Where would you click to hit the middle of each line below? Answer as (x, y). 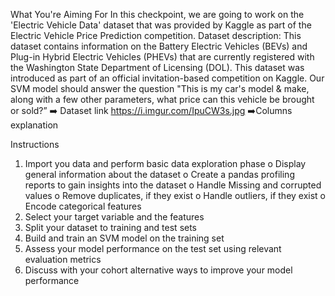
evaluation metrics (63, 259)
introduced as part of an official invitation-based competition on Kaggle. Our (167, 78)
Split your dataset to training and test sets (111, 227)
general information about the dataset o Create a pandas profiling (159, 174)
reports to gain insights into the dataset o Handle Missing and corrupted (173, 185)
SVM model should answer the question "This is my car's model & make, (160, 88)
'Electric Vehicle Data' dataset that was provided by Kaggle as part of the (161, 25)
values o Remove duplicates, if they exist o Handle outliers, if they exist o (175, 195)
